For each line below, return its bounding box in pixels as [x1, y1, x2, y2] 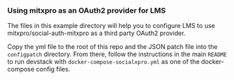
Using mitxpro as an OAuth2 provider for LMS [7, 6, 166, 15]
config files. [36, 65, 70, 74]
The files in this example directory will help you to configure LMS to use [7, 22, 216, 30]
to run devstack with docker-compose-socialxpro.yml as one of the [7, 58, 200, 66]
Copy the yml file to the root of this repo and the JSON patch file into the [7, 43, 218, 51]
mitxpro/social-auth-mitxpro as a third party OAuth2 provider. [7, 29, 186, 37]
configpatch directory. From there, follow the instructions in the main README [7, 50, 227, 58]
